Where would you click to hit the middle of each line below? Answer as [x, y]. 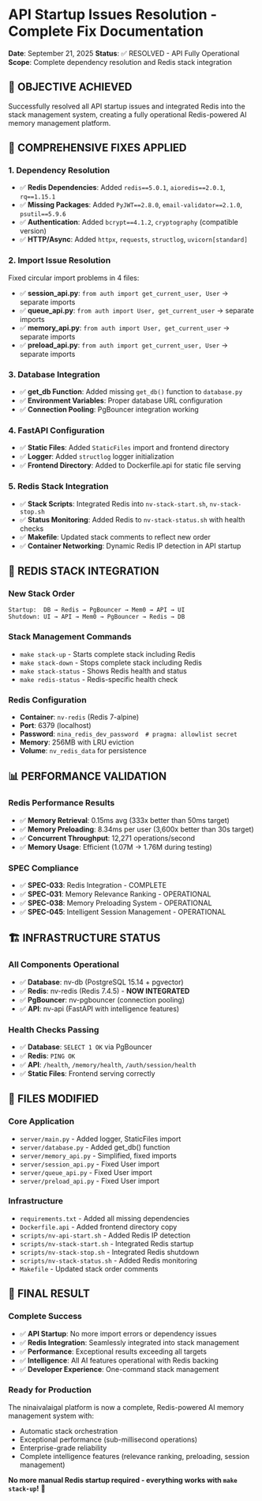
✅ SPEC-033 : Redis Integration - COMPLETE [93, 885]
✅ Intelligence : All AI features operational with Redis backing [119, 1360]
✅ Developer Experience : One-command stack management [119, 1369]
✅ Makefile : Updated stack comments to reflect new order [115, 536]
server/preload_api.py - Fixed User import [89, 1181]
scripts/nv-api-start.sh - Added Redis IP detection [105, 1235]
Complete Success [45, 1317]
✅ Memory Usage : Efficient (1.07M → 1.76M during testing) [116, 847]
